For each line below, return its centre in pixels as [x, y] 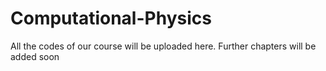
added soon [35, 56]
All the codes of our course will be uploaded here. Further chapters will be [163, 46]
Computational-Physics [111, 18]
